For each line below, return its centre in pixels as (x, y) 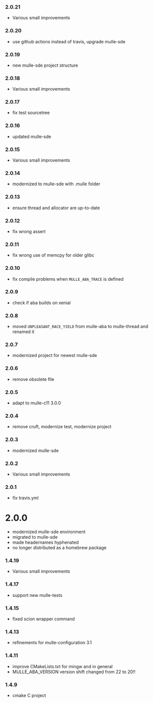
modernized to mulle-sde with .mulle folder (56, 184)
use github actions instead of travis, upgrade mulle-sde (69, 41)
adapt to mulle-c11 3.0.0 (36, 403)
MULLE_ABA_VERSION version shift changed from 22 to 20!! (74, 672)
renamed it (23, 332)
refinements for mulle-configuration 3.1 (52, 643)
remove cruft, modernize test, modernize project (62, 427)
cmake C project (29, 695)
